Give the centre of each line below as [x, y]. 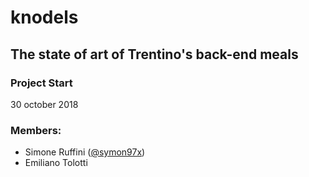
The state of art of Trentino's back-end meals [154, 54]
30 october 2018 [44, 104]
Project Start [41, 83]
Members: [36, 130]
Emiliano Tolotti [56, 163]
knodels [44, 17]
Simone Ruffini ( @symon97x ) [85, 152]
